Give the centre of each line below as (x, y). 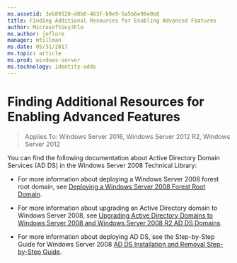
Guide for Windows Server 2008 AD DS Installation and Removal (111, 244)
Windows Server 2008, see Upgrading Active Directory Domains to (115, 215)
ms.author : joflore (36, 34)
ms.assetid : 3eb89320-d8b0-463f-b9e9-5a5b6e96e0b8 (83, 14)
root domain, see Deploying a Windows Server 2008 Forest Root (111, 186)
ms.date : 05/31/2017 (38, 47)
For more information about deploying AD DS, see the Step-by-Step (116, 236)
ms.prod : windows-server (44, 60)
